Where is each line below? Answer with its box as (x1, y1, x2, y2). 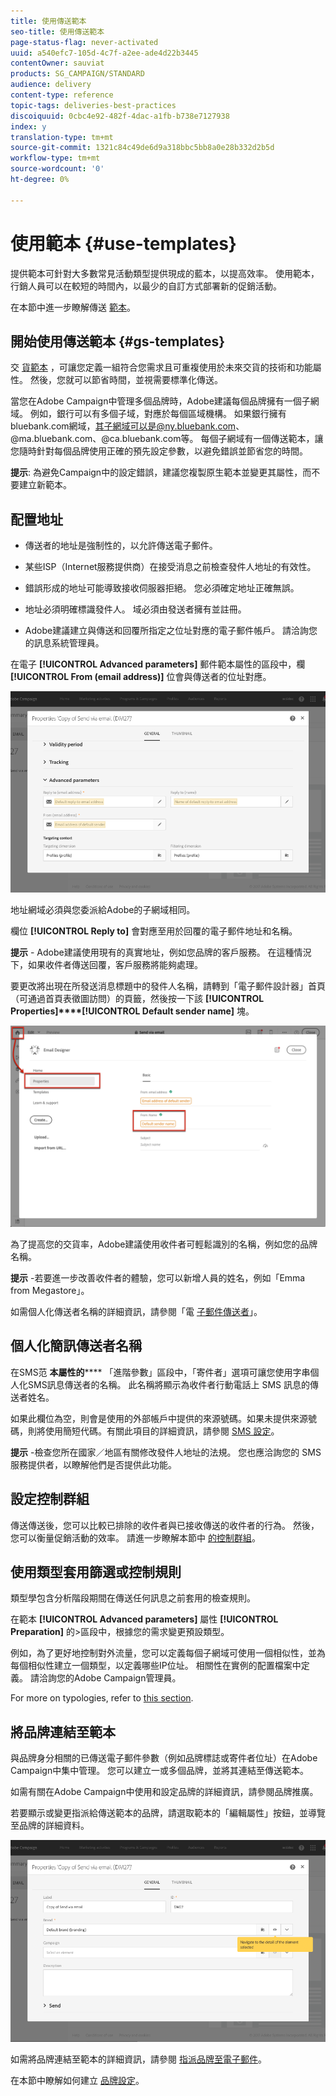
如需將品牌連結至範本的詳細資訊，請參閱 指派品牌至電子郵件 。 (10, 2053, 267, 2065)
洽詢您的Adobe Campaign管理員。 (38, 1672, 182, 1684)
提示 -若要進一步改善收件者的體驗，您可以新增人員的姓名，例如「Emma (10, 1271, 306, 1284)
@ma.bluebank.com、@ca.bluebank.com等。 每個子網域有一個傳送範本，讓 (10, 433, 324, 445)
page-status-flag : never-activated (10, 37, 159, 47)
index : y (10, 121, 47, 132)
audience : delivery (10, 80, 92, 90)
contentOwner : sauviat (10, 58, 105, 69)
